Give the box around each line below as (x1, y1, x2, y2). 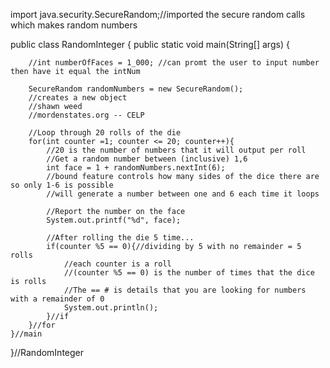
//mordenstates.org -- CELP (28, 110, 145, 120)
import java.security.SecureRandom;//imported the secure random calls (10, 9, 306, 20)
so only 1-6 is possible (10, 180, 114, 190)
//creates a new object (28, 93, 128, 103)
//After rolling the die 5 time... (46, 233, 195, 243)
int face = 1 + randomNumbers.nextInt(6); (46, 163, 226, 173)
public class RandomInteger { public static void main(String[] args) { (10, 39, 290, 50)
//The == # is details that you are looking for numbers (63, 285, 307, 295)
